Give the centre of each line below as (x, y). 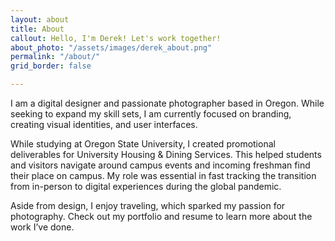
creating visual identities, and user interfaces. (104, 124)
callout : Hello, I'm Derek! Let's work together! (116, 38)
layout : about (40, 19)
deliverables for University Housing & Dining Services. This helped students (166, 154)
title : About (37, 29)
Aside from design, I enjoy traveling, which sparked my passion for (148, 205)
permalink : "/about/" (55, 57)
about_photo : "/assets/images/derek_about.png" (111, 47)
